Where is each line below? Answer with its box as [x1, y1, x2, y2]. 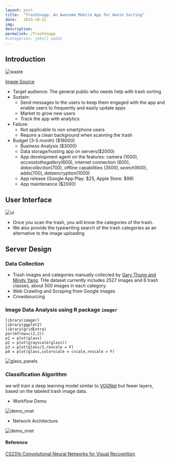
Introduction [5, 55, 46, 64]
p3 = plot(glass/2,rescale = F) [5, 345, 74, 350]
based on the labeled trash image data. [5, 388, 88, 394]
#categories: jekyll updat [5, 36, 63, 41]
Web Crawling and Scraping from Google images [12, 288, 116, 294]
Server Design [5, 245, 52, 253]
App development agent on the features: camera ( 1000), [20, 153, 138, 160]
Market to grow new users [20, 110, 75, 116]
